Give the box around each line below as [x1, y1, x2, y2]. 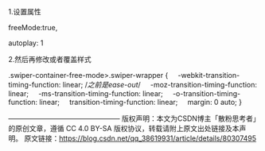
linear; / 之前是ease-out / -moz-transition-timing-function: [62, 80, 257, 89]
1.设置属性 [8, 7, 41, 16]
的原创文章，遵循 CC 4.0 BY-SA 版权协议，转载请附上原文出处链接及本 [8, 124, 240, 133]
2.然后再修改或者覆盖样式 [8, 55, 92, 64]
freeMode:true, [8, 23, 58, 32]
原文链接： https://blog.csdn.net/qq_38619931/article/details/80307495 [23, 134, 257, 143]
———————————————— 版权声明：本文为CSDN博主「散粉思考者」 [8, 114, 257, 123]
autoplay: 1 [8, 38, 44, 48]
